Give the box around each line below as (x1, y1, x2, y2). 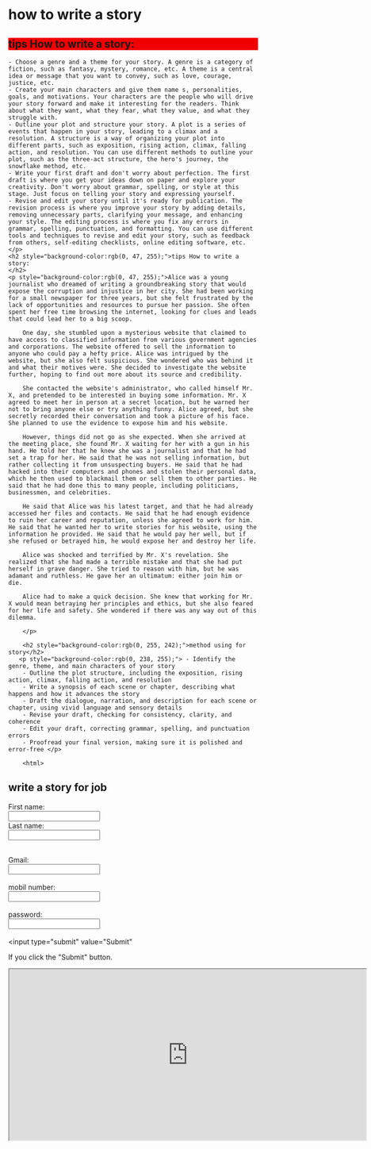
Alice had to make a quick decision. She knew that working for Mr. (22, 593, 254, 601)
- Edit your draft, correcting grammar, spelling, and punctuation (22, 724, 250, 732)
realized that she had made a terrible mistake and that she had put (8, 558, 243, 566)
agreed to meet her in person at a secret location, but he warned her (8, 398, 250, 406)
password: (8, 909, 43, 919)
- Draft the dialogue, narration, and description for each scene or (22, 697, 258, 705)
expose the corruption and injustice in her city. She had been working (8, 287, 254, 295)
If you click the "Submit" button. (8, 952, 113, 962)
